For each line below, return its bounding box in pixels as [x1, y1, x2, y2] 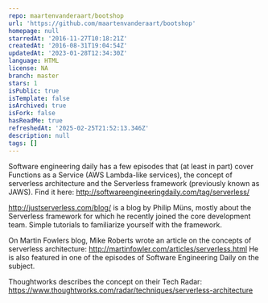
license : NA [8, 64, 48, 73]
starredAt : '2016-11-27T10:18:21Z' [8, 34, 128, 43]
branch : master [8, 72, 60, 80]
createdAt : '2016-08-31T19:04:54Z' [8, 42, 128, 50]
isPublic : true [8, 86, 60, 95]
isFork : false [8, 110, 56, 118]
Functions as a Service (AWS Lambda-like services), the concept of [8, 170, 233, 180]
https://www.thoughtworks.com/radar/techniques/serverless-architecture [8, 285, 254, 295]
